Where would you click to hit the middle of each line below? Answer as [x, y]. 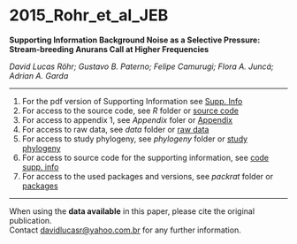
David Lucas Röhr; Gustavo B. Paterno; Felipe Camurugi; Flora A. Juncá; [141, 66]
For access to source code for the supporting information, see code [145, 157]
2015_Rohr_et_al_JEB [89, 15]
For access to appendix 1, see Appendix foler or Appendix [127, 119]
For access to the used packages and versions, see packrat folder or [148, 176]
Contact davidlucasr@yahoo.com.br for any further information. [125, 230]
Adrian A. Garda [39, 75]
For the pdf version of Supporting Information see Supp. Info [132, 101]
